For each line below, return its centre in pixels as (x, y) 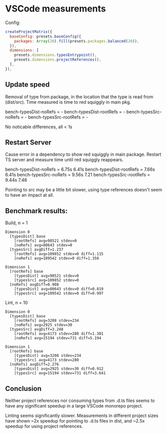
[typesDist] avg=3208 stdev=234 (48, 356)
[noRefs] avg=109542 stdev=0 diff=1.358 (57, 258)
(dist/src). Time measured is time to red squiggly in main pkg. (68, 102)
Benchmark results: (36, 211)
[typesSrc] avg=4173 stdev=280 (47, 360)
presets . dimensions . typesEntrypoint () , (56, 55)
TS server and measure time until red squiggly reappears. (64, 160)
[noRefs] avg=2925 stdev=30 (43, 325)
